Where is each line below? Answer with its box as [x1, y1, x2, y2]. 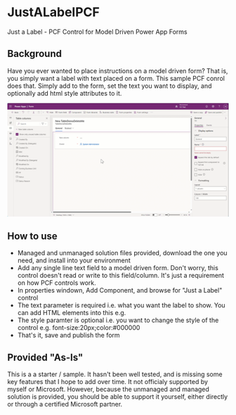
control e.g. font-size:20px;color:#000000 [17, 324, 140, 332]
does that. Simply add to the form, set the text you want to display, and [7, 82, 212, 90]
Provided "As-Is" [7, 351, 84, 363]
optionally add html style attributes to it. [7, 89, 122, 97]
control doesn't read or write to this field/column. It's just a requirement [17, 272, 225, 280]
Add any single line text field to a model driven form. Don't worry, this [17, 264, 219, 272]
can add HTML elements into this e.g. [17, 309, 126, 317]
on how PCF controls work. [17, 279, 96, 287]
